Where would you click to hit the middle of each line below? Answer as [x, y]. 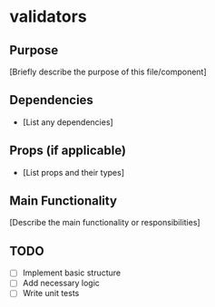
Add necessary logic [61, 283]
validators [49, 17]
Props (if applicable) [68, 151]
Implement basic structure [72, 273]
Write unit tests [51, 293]
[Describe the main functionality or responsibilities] [105, 223]
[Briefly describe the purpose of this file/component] [108, 72]
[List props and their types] [73, 172]
